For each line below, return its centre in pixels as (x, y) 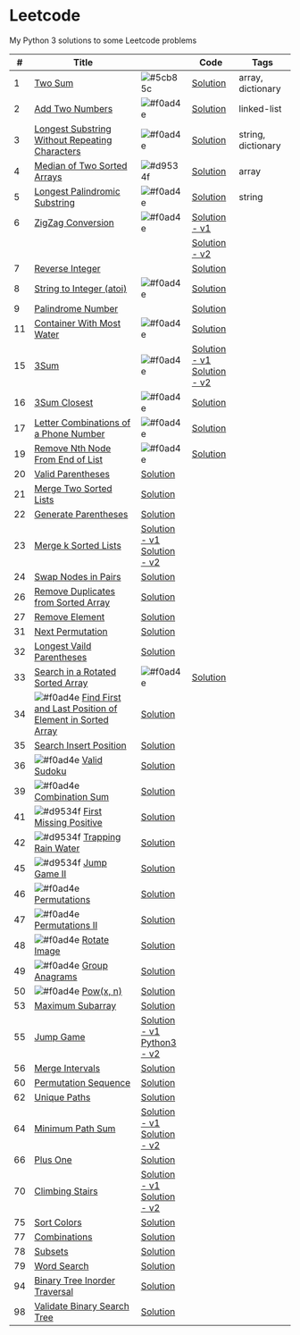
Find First (101, 697)
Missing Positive (68, 822)
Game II (50, 874)
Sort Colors (58, 1222)
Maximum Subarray (75, 1005)
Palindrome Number (76, 308)
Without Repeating (73, 139)
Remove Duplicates (75, 591)
